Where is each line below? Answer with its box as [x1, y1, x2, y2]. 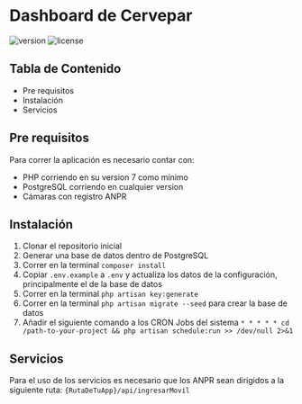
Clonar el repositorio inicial [22, 240, 123, 252]
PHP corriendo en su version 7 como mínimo [22, 172, 189, 183]
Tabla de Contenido [9, 61, 122, 76]
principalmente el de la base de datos [22, 279, 162, 290]
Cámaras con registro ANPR [22, 191, 127, 202]
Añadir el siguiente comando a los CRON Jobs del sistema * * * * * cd [22, 317, 290, 328]
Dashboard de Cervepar [9, 5, 193, 26]
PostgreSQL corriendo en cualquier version [22, 181, 184, 192]
